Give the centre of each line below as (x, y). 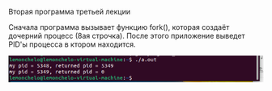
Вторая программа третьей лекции (70, 12)
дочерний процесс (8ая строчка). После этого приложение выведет (127, 36)
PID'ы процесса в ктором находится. (72, 44)
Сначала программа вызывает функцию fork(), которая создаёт (119, 27)
